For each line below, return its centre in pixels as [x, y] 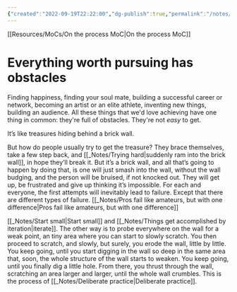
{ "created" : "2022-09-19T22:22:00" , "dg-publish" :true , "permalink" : [107, 14]
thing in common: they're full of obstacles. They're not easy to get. [104, 119]
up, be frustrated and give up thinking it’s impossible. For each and [104, 185]
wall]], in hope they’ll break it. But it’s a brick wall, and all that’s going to [111, 162]
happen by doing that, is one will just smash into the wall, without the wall [114, 170]
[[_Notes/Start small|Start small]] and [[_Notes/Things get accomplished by [117, 221]
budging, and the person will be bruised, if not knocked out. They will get [114, 177]
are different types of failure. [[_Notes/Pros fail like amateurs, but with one [115, 199]
